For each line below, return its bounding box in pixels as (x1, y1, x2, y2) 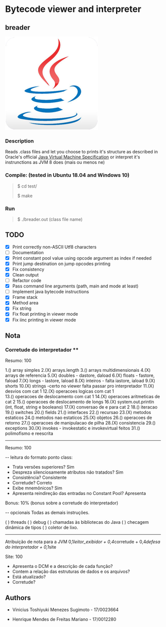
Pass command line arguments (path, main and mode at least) (12, 283, 139, 289)
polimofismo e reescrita (5, 430, 53, 436)
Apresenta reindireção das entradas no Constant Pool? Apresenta (12, 490, 146, 496)
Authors (5, 593, 31, 602)
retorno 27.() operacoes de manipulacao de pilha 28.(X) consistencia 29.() (5, 420, 156, 426)
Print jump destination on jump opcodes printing (12, 261, 111, 267)
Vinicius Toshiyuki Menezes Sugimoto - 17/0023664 (12, 607, 119, 613)
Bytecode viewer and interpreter (5, 3, 142, 15)
